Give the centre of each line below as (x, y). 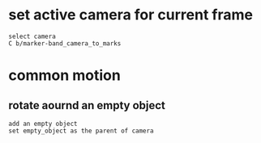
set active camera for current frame (131, 15)
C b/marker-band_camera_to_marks (65, 43)
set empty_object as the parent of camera (81, 131)
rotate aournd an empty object (87, 105)
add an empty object (43, 124)
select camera (32, 36)
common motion (65, 76)
